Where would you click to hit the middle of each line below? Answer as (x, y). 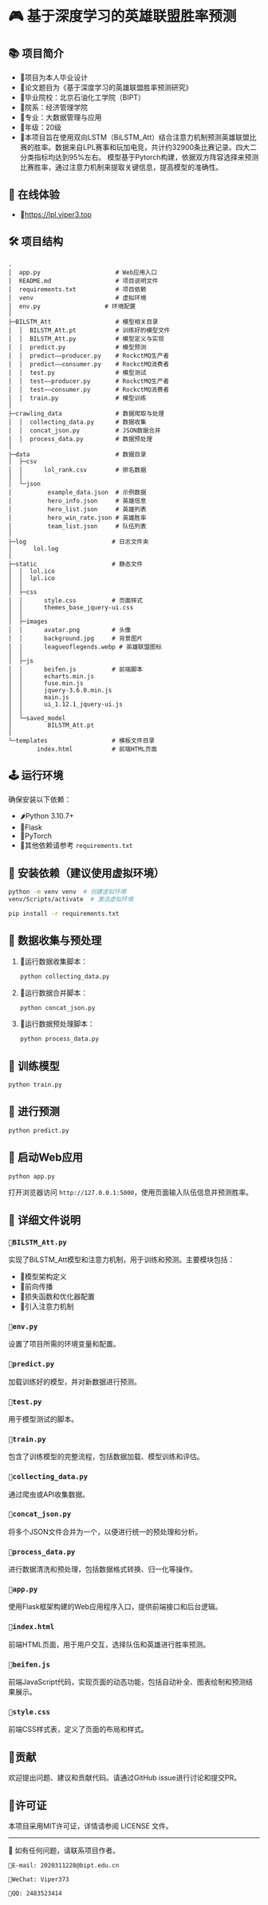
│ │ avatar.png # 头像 (70, 630)
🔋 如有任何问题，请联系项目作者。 (64, 1850)
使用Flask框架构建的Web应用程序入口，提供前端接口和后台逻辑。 (115, 1607)
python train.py (35, 1085)
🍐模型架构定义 (43, 1276)
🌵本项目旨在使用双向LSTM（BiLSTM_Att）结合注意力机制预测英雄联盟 (134, 137)
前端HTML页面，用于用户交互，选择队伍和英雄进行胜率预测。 (109, 1644)
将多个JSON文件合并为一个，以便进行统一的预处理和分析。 (105, 1532)
